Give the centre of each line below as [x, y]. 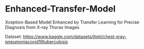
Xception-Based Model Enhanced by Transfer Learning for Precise [72, 22]
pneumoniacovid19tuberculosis [36, 41]
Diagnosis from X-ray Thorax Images [42, 27]
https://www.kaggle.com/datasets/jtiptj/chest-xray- [75, 37]
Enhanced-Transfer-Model [60, 9]
